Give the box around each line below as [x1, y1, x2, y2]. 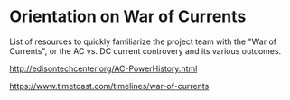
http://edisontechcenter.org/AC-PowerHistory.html [9, 63, 198, 74]
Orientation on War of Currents [9, 6, 247, 27]
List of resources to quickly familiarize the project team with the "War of [9, 36, 277, 47]
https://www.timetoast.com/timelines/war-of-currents [9, 80, 210, 91]
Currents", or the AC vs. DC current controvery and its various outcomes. [9, 45, 282, 56]
